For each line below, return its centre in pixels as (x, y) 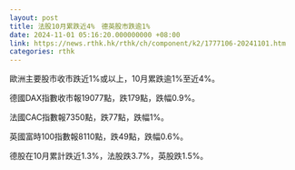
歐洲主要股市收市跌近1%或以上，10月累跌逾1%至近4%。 (115, 79)
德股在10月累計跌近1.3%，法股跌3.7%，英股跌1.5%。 (109, 156)
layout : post (34, 18)
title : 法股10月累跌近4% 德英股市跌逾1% (80, 26)
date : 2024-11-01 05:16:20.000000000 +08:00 (95, 35)
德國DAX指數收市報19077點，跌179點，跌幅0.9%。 (104, 98)
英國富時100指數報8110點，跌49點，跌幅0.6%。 (99, 136)
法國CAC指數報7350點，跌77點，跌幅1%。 (89, 117)
